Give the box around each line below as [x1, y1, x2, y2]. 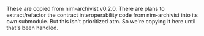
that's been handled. [6, 24, 59, 31]
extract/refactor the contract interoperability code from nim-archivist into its [6, 11, 198, 19]
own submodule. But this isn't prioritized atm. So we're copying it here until [6, 18, 196, 25]
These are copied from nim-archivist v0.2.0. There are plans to [6, 5, 165, 12]
